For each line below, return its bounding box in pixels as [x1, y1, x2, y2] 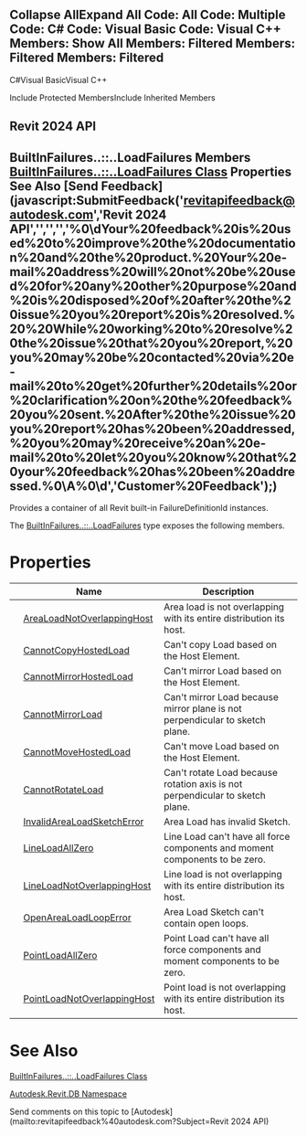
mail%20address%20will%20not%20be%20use [9, 264, 296, 280]
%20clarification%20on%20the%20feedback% [9, 392, 293, 408]
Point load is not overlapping [164, 981, 286, 993]
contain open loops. [164, 917, 249, 929]
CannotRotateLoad [23, 783, 104, 796]
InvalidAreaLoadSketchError [23, 815, 144, 828]
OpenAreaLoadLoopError [23, 911, 132, 924]
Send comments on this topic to [9, 1106, 130, 1117]
